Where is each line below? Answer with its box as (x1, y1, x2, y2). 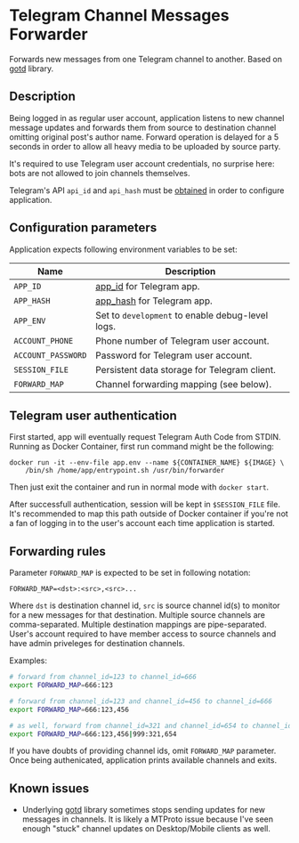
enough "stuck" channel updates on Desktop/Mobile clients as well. (21, 823, 271, 834)
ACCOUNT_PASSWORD (13, 350, 87, 361)
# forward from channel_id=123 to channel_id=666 (9, 673, 198, 682)
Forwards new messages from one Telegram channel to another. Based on (9, 53, 283, 64)
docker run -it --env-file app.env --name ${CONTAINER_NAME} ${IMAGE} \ (9, 458, 285, 467)
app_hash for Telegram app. (94, 295, 213, 307)
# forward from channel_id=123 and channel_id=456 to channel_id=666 (9, 696, 273, 706)
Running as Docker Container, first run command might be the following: (9, 442, 274, 452)
